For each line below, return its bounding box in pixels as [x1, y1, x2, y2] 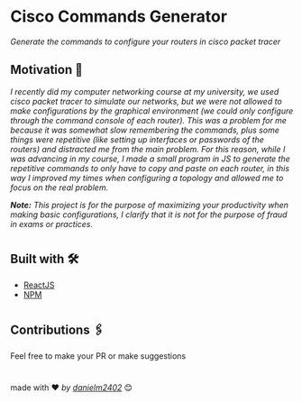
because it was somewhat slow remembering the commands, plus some [10, 124, 280, 135]
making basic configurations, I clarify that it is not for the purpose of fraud [10, 209, 288, 220]
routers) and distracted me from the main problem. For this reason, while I [10, 143, 286, 154]
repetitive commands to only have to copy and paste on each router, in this [10, 162, 290, 173]
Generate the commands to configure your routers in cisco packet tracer [10, 36, 281, 47]
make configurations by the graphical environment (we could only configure [10, 105, 294, 116]
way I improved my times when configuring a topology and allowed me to [10, 172, 284, 183]
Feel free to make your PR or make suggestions [10, 350, 187, 361]
